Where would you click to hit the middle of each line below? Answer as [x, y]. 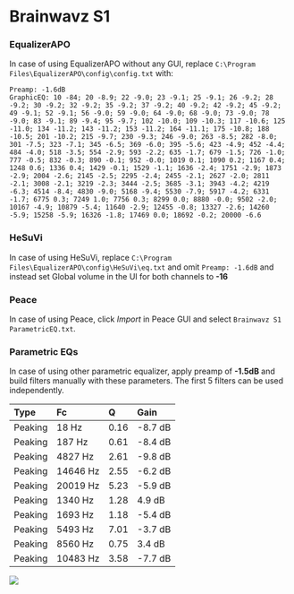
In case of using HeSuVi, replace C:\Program [91, 257]
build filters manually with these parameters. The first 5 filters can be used [147, 381]
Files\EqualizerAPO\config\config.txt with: [92, 73]
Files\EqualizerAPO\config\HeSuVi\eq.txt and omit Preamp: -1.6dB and [142, 267]
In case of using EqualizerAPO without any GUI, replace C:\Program [133, 64]
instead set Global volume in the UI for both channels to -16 [119, 276]
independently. [37, 391]
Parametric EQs [44, 352]
